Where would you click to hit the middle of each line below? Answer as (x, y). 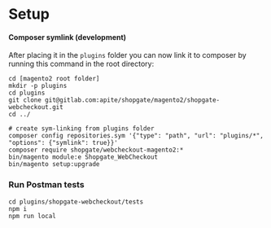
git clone (25, 100)
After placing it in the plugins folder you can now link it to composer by (127, 55)
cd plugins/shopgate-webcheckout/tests (76, 202)
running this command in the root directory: (81, 64)
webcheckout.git (36, 107)
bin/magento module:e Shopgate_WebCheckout (83, 157)
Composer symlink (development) (68, 37)
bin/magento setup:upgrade (54, 164)
